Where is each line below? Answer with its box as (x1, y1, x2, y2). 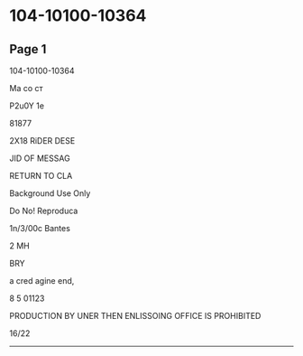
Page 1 (9, 42, 47, 57)
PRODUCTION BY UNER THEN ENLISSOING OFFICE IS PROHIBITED (9, 311, 262, 321)
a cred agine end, (9, 276, 75, 286)
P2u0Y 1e (9, 100, 45, 111)
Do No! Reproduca (9, 205, 78, 216)
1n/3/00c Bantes (9, 223, 70, 233)
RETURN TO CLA (9, 171, 73, 181)
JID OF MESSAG (9, 153, 70, 164)
